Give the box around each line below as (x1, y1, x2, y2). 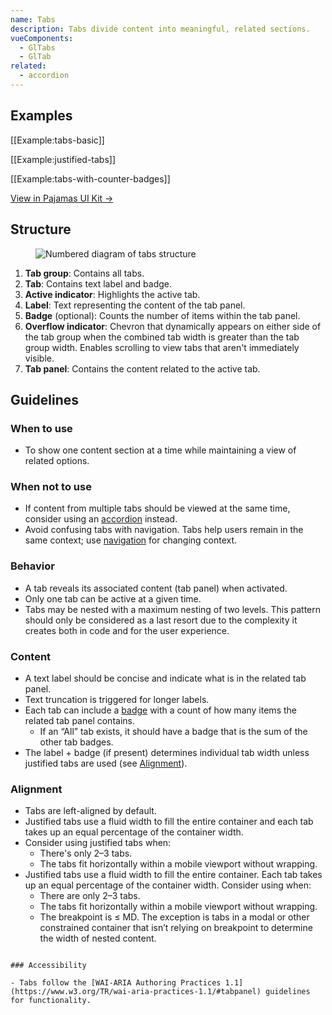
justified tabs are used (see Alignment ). (24, 757, 188, 770)
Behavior (10, 559, 55, 573)
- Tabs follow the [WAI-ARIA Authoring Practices (10, 978, 222, 988)
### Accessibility (10, 961, 87, 971)
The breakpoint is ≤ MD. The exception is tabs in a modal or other (39, 911, 310, 923)
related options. (24, 455, 90, 467)
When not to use (10, 480, 92, 494)
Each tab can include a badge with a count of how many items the (24, 704, 297, 716)
